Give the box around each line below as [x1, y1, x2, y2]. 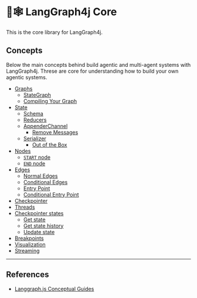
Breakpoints [14, 235, 44, 242]
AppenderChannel [23, 122, 68, 130]
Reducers [23, 116, 47, 123]
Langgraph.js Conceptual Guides [14, 285, 94, 292]
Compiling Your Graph [23, 97, 77, 104]
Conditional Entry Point [23, 191, 79, 198]
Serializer [23, 135, 47, 142]
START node [23, 154, 51, 161]
